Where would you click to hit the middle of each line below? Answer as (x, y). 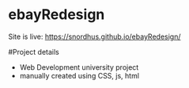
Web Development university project (79, 67)
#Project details (34, 52)
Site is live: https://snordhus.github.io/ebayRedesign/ (94, 36)
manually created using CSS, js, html (79, 75)
